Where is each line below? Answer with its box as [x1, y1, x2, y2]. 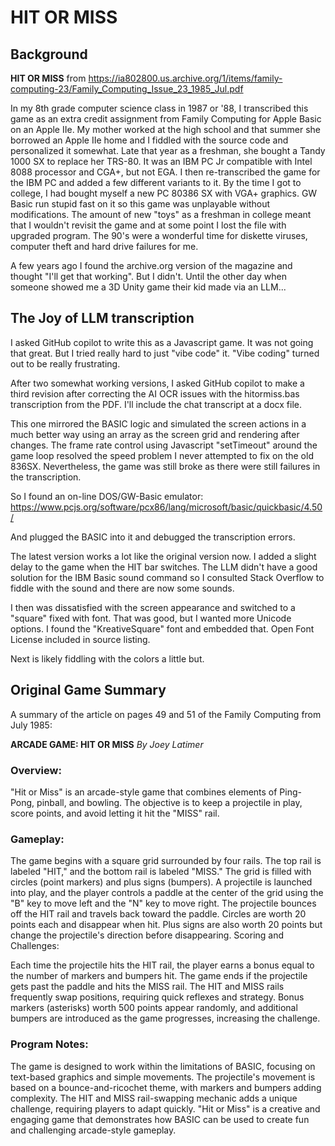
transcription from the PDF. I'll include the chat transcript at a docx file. [10, 398, 303, 410]
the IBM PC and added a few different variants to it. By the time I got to [10, 177, 302, 188]
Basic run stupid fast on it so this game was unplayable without [10, 198, 271, 210]
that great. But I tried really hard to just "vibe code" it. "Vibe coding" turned [10, 347, 320, 359]
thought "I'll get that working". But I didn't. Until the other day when [10, 271, 287, 282]
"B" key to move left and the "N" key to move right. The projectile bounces [10, 897, 317, 910]
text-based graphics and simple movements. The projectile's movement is [10, 1071, 316, 1083]
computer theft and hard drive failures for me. [10, 241, 199, 252]
